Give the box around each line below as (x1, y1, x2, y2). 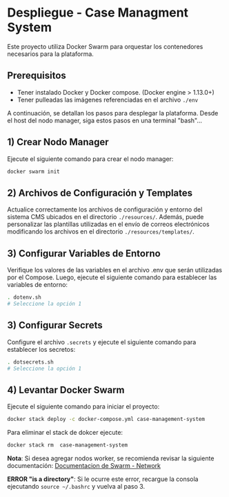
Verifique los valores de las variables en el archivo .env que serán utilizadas (7, 266, 223, 274)
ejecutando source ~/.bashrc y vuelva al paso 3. (7, 482, 146, 490)
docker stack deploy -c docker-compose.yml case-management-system (7, 416, 206, 423)
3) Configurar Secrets (7, 319, 103, 331)
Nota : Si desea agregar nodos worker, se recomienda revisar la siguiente (7, 454, 215, 462)
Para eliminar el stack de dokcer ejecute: (7, 429, 123, 437)
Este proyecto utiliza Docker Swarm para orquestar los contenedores (7, 42, 203, 50)
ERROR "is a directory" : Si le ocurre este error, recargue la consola (7, 475, 199, 483)
